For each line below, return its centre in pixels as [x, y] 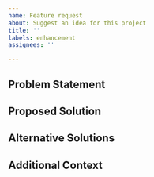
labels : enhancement [42, 38]
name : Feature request [45, 15]
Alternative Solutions [62, 139]
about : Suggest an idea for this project [77, 23]
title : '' [24, 30]
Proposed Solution [54, 111]
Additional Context [55, 165]
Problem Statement [57, 84]
